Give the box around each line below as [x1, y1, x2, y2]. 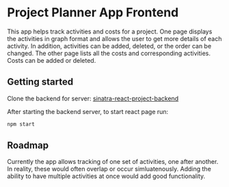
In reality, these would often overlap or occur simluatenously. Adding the [7, 165, 212, 173]
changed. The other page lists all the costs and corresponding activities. [7, 49, 211, 57]
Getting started [7, 76, 74, 88]
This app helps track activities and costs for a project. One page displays [7, 27, 213, 35]
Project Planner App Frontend [7, 5, 179, 20]
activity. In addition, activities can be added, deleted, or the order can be [7, 42, 212, 50]
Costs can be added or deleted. [7, 56, 96, 64]
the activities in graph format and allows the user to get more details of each [7, 34, 222, 42]
